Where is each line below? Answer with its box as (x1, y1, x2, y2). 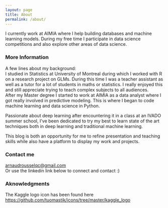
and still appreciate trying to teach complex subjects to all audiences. (5, 87, 149, 93)
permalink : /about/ (5, 17, 46, 22)
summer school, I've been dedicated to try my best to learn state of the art (5, 118, 159, 124)
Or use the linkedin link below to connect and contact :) (5, 167, 120, 174)
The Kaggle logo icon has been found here (5, 192, 94, 198)
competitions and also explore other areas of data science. (5, 41, 127, 47)
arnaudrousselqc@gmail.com (5, 162, 66, 168)
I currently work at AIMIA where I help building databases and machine (5, 31, 152, 37)
